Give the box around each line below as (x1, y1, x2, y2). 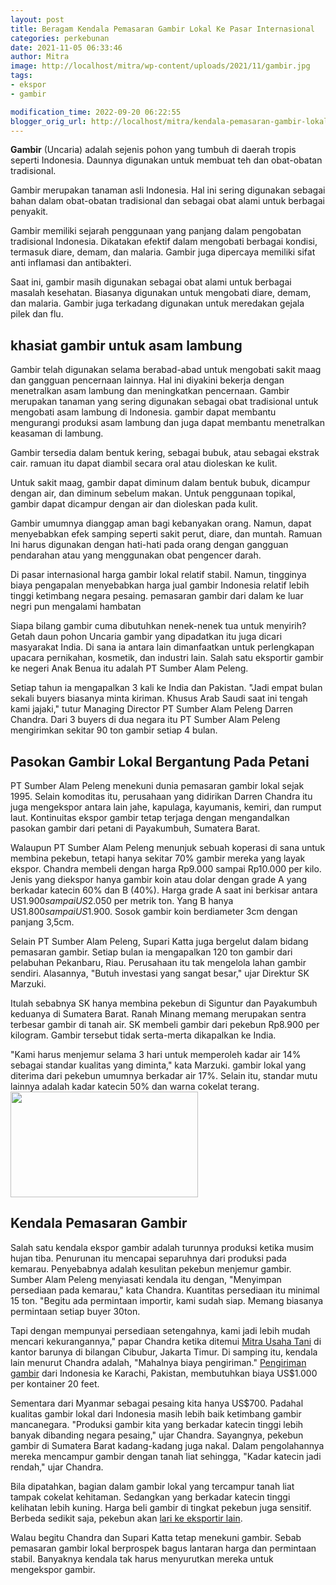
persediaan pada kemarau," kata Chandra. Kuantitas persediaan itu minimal (10, 1284, 320, 1296)
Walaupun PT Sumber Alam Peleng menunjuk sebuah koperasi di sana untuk (10, 842, 326, 853)
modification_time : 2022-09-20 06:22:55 (10, 107, 182, 117)
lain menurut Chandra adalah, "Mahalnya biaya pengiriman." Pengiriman (10, 1356, 307, 1368)
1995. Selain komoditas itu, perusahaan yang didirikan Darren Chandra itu (10, 791, 313, 802)
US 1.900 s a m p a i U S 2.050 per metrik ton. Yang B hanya (10, 895, 234, 906)
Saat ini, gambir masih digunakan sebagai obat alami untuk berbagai (10, 276, 292, 288)
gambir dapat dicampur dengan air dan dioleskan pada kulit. (10, 498, 258, 510)
